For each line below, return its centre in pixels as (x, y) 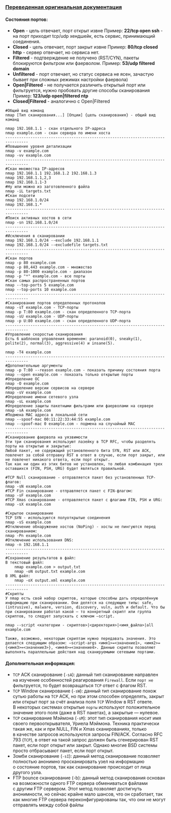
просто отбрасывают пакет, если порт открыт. (63, 751)
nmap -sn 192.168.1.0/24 (32, 223)
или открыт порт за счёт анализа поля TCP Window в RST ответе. (83, 702)
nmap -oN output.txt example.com (50, 572)
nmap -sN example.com (28, 487)
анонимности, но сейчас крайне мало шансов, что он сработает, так (88, 794)
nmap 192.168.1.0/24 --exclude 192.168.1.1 (52, 241)
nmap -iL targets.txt (28, 191)
